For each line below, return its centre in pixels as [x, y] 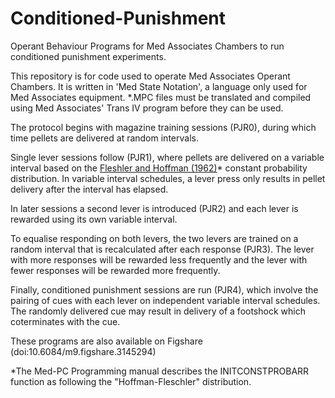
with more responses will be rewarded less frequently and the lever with [159, 259]
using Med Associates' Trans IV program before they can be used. [147, 108]
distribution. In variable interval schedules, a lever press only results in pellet [168, 178]
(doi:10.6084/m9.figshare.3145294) [83, 351]
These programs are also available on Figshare [106, 341]
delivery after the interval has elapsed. [89, 189]
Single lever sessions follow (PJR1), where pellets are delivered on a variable [167, 157]
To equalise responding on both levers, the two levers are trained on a [154, 238]
